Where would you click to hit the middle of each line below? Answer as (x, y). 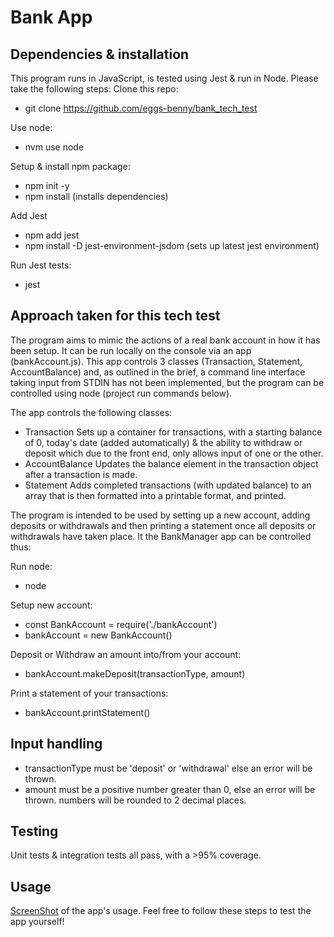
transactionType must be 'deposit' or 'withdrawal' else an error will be (168, 768)
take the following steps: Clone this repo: (94, 89)
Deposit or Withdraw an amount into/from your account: (126, 654)
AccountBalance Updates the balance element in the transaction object (171, 463)
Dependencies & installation (100, 54)
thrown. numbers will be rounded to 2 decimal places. (135, 800)
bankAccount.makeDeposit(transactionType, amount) (135, 673)
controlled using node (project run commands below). (121, 393)
